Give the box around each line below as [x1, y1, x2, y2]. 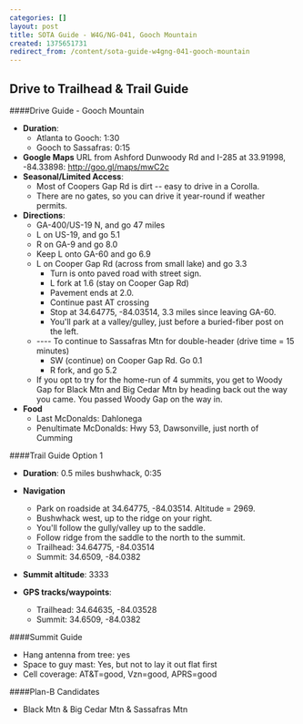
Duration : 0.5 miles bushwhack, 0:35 [22, 467, 162, 478]
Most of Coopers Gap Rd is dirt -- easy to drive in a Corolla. [35, 180, 260, 191]
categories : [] [9, 13, 67, 23]
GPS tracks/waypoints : [22, 586, 112, 597]
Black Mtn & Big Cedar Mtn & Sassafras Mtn [22, 703, 188, 715]
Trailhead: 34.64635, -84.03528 [35, 604, 157, 615]
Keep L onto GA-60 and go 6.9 [35, 248, 152, 260]
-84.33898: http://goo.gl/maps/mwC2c [22, 161, 170, 172]
